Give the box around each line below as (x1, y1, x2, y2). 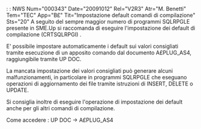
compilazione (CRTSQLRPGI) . (6, 31, 82, 38)
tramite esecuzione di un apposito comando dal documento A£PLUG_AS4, (6, 49, 192, 56)
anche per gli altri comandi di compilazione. (6, 105, 115, 111)
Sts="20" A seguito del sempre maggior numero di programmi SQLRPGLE (6, 18, 190, 25)
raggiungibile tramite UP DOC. (6, 56, 82, 62)
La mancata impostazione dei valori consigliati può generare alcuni (6, 67, 173, 74)
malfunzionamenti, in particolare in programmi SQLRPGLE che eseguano (6, 74, 187, 81)
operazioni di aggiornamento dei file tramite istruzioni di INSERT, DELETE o (6, 80, 194, 87)
